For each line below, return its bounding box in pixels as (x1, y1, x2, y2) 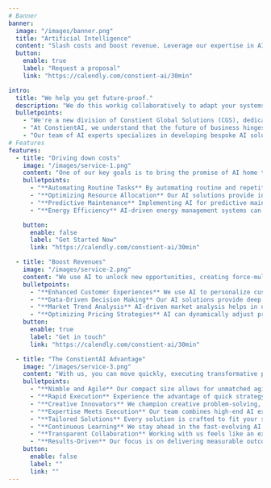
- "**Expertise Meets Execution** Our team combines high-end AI (29, 407, 254, 415)
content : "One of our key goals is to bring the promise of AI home (23, 169, 258, 177)
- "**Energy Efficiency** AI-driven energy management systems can (29, 206, 262, 215)
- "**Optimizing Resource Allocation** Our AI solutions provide (29, 191, 254, 199)
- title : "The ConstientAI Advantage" (15, 355, 147, 363)
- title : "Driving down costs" (15, 154, 121, 162)
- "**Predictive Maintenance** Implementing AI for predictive (29, 198, 248, 206)
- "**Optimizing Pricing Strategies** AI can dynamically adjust (29, 311, 254, 319)
